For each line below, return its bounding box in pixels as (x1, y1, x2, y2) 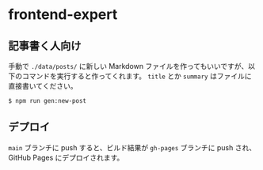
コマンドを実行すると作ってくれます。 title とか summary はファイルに (21, 71, 252, 81)
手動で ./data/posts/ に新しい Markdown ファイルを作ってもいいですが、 (8, 62, 249, 70)
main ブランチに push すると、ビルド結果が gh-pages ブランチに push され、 (8, 142, 257, 152)
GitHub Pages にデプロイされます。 (8, 153, 124, 162)
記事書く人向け (8, 39, 82, 52)
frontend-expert (8, 6, 118, 24)
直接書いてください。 (8, 81, 78, 90)
